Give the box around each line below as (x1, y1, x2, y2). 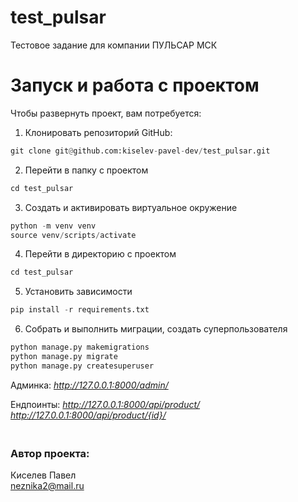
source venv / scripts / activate (10, 230, 137, 240)
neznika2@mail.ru (10, 480, 85, 492)
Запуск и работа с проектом (10, 74, 260, 97)
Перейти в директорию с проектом (24, 248, 177, 260)
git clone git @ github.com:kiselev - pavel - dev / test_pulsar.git (10, 146, 271, 156)
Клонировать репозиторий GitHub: (24, 126, 173, 138)
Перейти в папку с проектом (24, 164, 149, 176)
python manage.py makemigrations (10, 342, 150, 353)
